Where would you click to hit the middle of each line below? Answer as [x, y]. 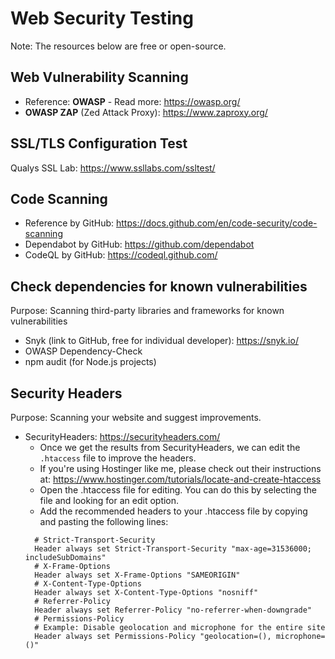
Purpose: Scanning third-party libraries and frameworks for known [147, 311]
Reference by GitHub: [69, 223]
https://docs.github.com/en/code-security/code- [217, 223]
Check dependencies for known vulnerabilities [159, 286]
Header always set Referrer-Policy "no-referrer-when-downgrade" [173, 610]
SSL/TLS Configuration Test [99, 143]
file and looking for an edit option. [109, 500]
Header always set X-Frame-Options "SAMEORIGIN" [137, 575]
